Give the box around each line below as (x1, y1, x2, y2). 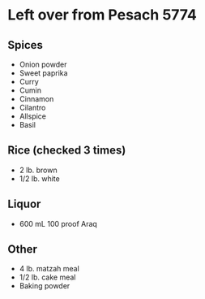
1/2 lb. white (19, 173, 60, 184)
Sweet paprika (19, 68, 68, 78)
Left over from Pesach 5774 (7, 6, 198, 24)
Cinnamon (19, 94, 54, 103)
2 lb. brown (19, 165, 58, 175)
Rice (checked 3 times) (7, 144, 126, 158)
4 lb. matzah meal (19, 264, 80, 274)
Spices (7, 38, 44, 52)
